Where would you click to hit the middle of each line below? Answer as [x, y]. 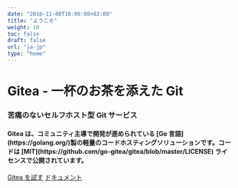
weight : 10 [23, 27]
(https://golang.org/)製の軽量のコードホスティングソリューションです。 [113, 142]
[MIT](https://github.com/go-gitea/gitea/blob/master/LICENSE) [118, 151]
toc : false [23, 34]
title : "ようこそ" [33, 21]
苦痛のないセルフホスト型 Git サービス [72, 115]
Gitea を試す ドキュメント [45, 177]
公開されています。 [59, 160]
